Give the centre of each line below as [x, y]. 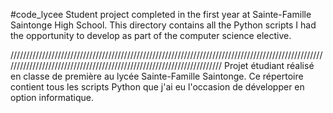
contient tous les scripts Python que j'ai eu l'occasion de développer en [157, 87]
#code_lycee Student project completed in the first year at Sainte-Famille [161, 14]
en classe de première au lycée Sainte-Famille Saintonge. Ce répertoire [157, 76]
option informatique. [52, 97]
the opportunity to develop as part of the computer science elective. [151, 35]
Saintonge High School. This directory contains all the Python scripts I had [163, 25]
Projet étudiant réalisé [269, 65]
